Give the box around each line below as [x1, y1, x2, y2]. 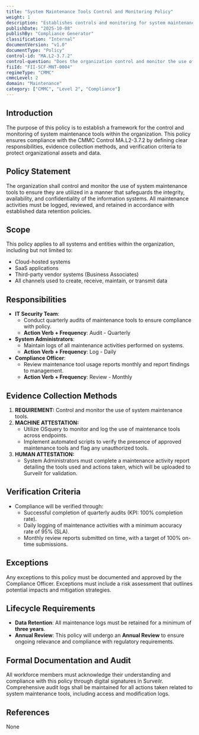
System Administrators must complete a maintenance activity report [23, 457, 190, 464]
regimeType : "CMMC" [6, 70, 54, 76]
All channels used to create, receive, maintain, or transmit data [14, 277, 168, 284]
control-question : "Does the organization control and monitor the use [6, 58, 187, 64]
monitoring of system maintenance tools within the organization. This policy [6, 130, 191, 137]
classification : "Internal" [6, 36, 76, 42]
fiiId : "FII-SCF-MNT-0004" [6, 64, 73, 70]
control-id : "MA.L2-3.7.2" [6, 53, 73, 59]
